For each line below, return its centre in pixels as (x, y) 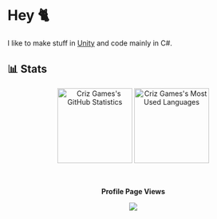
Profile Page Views (133, 191)
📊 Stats (28, 69)
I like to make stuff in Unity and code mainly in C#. (90, 43)
